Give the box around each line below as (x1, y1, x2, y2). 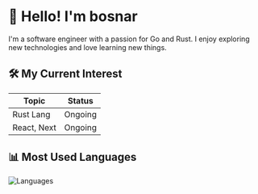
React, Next (12, 121, 56, 133)
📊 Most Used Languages (8, 150, 137, 164)
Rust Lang (12, 108, 51, 120)
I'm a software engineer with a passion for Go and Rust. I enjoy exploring (8, 34, 250, 44)
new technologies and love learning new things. (8, 42, 167, 52)
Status (67, 95, 94, 106)
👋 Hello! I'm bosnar (8, 7, 139, 26)
